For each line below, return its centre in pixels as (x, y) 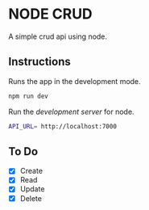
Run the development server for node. (71, 111)
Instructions (39, 62)
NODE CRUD (50, 14)
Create (31, 171)
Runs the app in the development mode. (74, 81)
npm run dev (28, 96)
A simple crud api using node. (58, 36)
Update (32, 189)
